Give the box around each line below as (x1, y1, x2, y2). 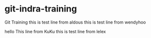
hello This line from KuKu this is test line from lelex (4, 28, 106, 34)
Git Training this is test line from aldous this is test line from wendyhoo (4, 19, 146, 25)
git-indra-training (4, 3, 77, 14)
